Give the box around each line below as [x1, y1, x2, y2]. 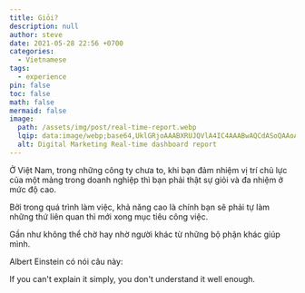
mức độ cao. [9, 183, 57, 195]
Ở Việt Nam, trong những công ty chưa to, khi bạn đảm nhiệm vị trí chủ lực [9, 164, 288, 175]
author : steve [9, 30, 64, 39]
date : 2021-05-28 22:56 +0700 [9, 38, 124, 48]
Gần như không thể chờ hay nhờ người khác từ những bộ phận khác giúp [9, 229, 281, 239]
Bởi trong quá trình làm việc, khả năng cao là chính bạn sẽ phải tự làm [9, 201, 271, 212]
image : [9, 114, 34, 123]
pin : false [9, 81, 51, 90]
